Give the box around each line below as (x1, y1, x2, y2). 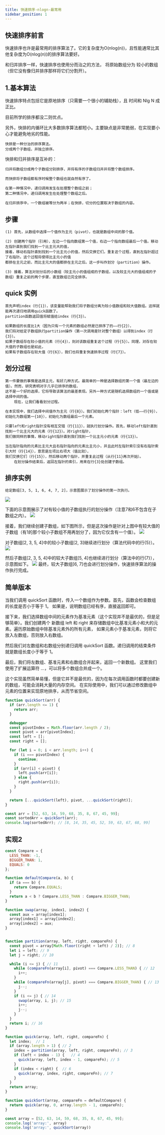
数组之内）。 (5, 512, 29, 519)
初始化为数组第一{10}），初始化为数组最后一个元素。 (5, 414, 97, 419)
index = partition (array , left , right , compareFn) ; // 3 (14, 1048, 133, 1053)
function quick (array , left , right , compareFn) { (5, 1034, 109, 1039)
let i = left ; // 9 (9, 948, 50, 953)
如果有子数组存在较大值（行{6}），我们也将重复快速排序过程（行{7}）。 (5, 350, 128, 355)
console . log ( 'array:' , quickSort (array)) (5, 1125, 91, 1130)
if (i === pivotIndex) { (14, 752, 65, 757)
